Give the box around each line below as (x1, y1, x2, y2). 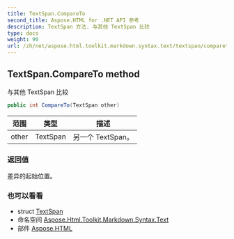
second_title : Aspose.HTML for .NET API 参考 (7, 17, 139, 24)
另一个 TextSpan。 (72, 132, 134, 141)
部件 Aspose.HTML (17, 224, 73, 233)
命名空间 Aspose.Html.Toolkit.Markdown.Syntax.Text (17, 215, 169, 224)
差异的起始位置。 (7, 171, 56, 180)
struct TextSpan (17, 207, 63, 216)
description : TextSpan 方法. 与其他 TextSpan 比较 (7, 23, 150, 30)
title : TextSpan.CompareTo (7, 10, 86, 17)
